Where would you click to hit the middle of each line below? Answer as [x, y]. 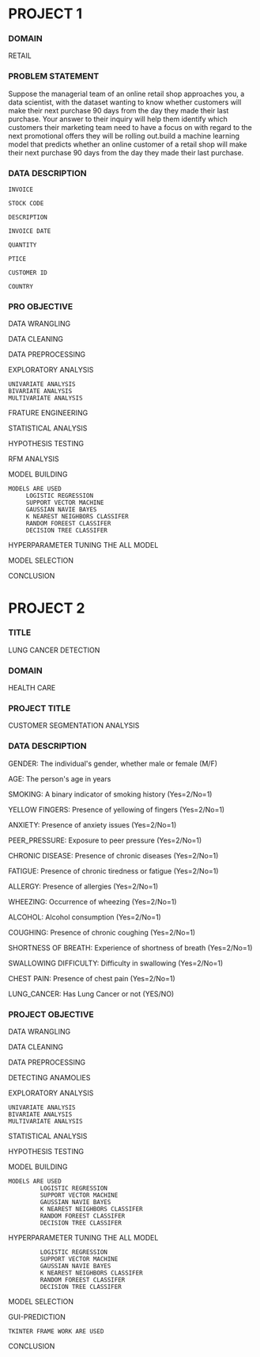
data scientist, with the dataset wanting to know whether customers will [125, 102]
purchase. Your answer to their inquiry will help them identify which [118, 119]
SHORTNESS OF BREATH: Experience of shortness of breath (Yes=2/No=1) [130, 947]
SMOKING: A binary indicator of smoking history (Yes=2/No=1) [110, 794]
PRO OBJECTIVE [41, 306]
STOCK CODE [26, 204]
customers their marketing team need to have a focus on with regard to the [130, 127]
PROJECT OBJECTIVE [51, 1014]
